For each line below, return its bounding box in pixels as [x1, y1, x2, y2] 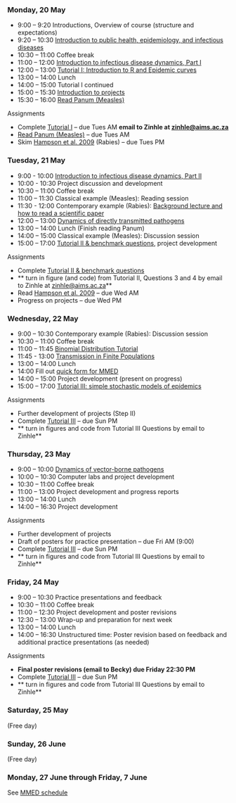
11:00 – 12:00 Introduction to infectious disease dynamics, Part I [17, 58, 202, 67]
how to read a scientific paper [17, 209, 105, 217]
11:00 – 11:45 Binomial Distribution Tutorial [17, 344, 138, 353]
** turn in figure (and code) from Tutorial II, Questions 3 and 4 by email [17, 273, 223, 282]
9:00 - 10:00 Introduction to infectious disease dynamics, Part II [17, 171, 202, 180]
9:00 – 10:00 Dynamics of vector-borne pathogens [17, 465, 164, 474]
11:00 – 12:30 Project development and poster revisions [17, 608, 177, 617]
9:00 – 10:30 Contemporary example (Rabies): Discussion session [17, 329, 209, 338]
